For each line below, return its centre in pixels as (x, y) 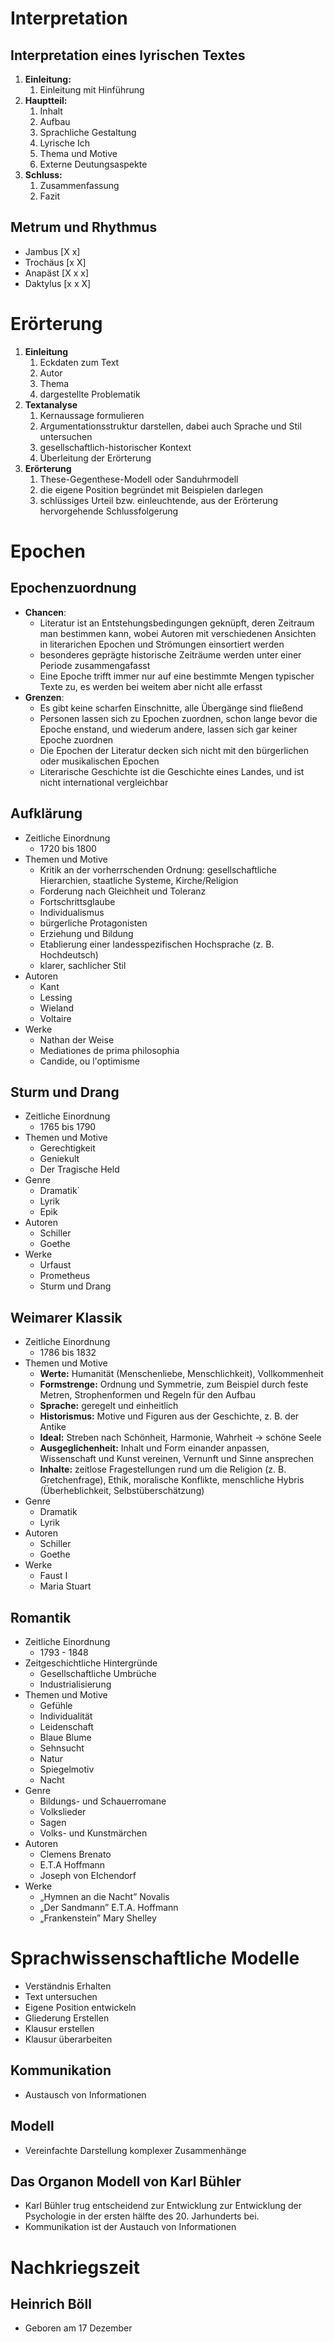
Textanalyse (51, 404)
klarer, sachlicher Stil (83, 965)
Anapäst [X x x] (56, 273)
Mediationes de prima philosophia (109, 1050)
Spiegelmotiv (67, 1769)
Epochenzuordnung (73, 588)
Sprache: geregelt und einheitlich (109, 1406)
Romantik (41, 1617)
